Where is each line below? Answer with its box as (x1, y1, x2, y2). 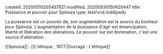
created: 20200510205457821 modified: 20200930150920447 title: (5, 4, 141, 10)
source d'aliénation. (5, 34, 45, 40)
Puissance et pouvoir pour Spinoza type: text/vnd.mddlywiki (5, 9, 126, 15)
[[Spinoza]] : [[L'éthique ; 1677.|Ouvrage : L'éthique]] (5, 44, 110, 49)
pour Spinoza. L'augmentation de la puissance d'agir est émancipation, (5, 24, 148, 30)
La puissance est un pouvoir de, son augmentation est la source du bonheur (5, 19, 159, 24)
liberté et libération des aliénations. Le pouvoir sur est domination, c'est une (5, 29, 158, 35)
